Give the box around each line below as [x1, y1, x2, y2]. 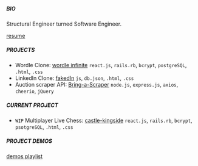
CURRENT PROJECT [6, 101, 59, 109]
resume [6, 32, 26, 39]
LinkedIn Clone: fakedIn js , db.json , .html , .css [15, 74, 134, 82]
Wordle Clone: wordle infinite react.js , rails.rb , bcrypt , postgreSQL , [15, 61, 187, 68]
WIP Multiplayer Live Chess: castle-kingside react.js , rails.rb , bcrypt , [15, 117, 193, 124]
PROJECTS [6, 46, 35, 53]
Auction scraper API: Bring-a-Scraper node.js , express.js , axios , [15, 81, 179, 88]
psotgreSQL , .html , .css [15, 123, 73, 131]
